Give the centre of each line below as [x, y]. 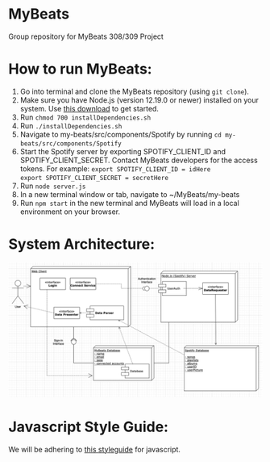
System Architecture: [82, 244]
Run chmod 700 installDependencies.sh [85, 117]
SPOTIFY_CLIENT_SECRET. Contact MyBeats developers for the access [139, 160]
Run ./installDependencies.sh [71, 125]
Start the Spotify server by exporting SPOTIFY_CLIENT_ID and [123, 151]
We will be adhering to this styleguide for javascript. [95, 449]
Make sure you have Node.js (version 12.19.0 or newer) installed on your [139, 100]
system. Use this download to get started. [89, 108]
